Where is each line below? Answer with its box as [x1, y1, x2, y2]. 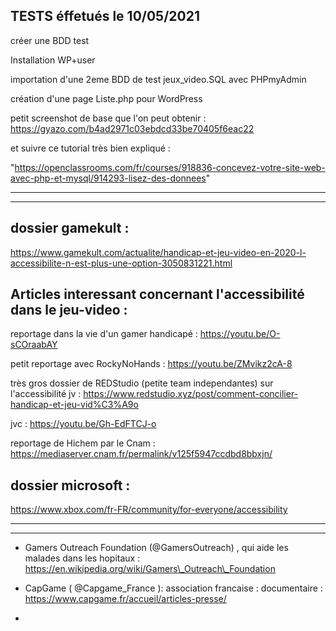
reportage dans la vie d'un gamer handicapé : [10, 328, 198, 340]
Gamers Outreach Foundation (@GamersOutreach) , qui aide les [24, 542, 289, 554]
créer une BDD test [10, 34, 90, 46]
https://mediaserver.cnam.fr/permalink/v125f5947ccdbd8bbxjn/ [10, 448, 273, 460]
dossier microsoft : [10, 477, 131, 494]
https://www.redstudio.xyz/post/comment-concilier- [83, 388, 299, 400]
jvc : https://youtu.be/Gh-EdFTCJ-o [10, 418, 157, 430]
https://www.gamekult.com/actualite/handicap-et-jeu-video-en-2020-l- [10, 246, 307, 258]
